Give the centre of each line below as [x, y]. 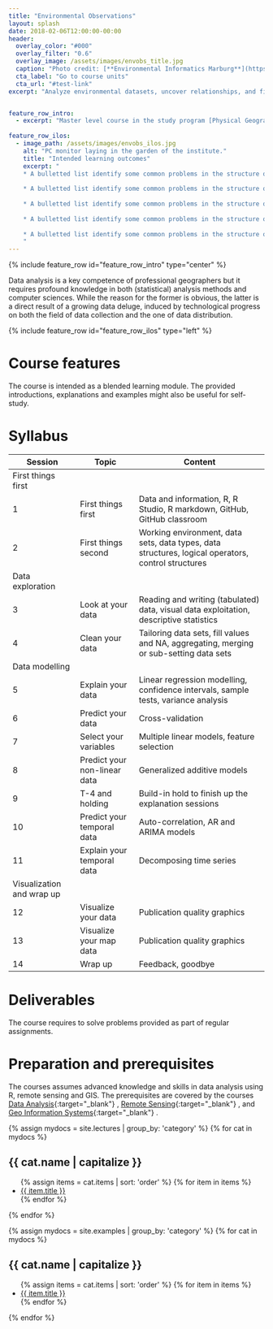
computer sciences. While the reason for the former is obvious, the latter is [134, 298]
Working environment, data [190, 532]
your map [98, 941]
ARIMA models [167, 832]
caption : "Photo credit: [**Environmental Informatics [110, 69]
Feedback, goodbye [177, 964]
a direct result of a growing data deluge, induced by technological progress [134, 306]
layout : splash [34, 24]
